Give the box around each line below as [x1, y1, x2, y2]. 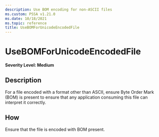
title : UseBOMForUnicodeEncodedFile [5, 25, 79, 30]
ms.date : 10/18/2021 [5, 16, 47, 21]
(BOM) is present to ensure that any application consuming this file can [5, 94, 148, 100]
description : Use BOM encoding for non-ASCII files [5, 7, 112, 12]
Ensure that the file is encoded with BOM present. [5, 126, 105, 132]
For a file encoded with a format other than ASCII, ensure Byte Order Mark [5, 89, 155, 95]
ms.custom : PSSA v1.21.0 [5, 12, 56, 17]
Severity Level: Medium [5, 62, 55, 68]
